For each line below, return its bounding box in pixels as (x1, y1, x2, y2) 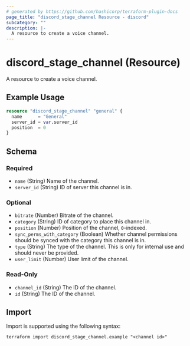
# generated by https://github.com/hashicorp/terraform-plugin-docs (6, 8, 178, 15)
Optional (6, 198, 31, 206)
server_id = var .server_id (11, 119, 78, 125)
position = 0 (11, 124, 46, 130)
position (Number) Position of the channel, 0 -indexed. (14, 225, 148, 232)
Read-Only (6, 271, 38, 279)
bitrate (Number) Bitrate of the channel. (14, 212, 114, 219)
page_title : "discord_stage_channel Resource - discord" (6, 14, 149, 20)
